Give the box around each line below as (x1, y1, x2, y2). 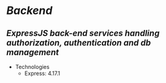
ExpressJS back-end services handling (6, 28, 160, 38)
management (6, 47, 59, 57)
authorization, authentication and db (6, 37, 151, 48)
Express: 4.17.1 (24, 70, 60, 77)
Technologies (15, 63, 50, 70)
